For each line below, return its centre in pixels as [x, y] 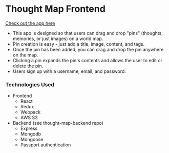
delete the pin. [28, 66]
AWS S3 [29, 118]
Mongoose [32, 140]
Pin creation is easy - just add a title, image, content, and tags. [79, 44]
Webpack [30, 112]
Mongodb [31, 134]
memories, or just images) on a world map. [58, 39]
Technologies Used [30, 84]
